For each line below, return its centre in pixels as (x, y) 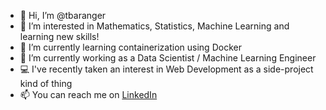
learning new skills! (59, 36)
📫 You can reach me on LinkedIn (88, 94)
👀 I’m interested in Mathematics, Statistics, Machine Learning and (154, 26)
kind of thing (46, 83)
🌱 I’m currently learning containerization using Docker (130, 47)
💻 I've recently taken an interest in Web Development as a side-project (166, 69)
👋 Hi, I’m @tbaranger (63, 15)
